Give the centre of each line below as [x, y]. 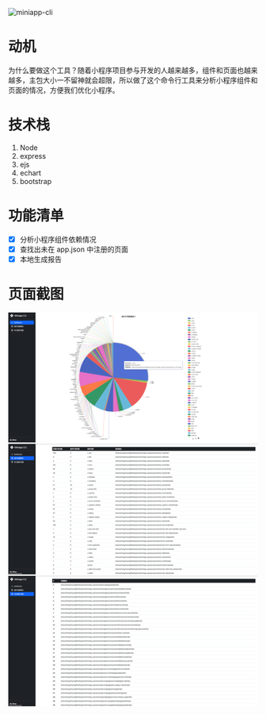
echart [30, 173]
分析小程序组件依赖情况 [58, 239]
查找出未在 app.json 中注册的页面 [74, 249]
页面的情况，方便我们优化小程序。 [64, 90]
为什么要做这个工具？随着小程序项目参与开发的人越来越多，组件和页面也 [126, 70]
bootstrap [36, 181]
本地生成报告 [40, 259]
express [32, 156]
